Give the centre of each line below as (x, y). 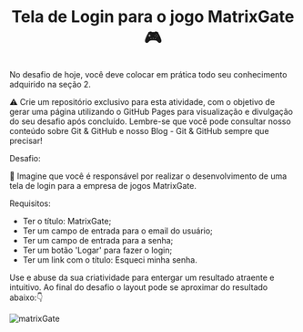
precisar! (26, 141)
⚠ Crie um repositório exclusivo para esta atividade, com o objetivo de (142, 102)
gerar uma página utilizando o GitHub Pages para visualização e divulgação (151, 112)
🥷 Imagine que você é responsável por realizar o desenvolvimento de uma (148, 176)
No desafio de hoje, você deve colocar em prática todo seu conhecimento (148, 75)
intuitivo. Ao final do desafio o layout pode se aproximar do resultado (139, 287)
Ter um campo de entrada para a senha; (98, 241)
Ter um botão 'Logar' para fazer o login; (97, 250)
